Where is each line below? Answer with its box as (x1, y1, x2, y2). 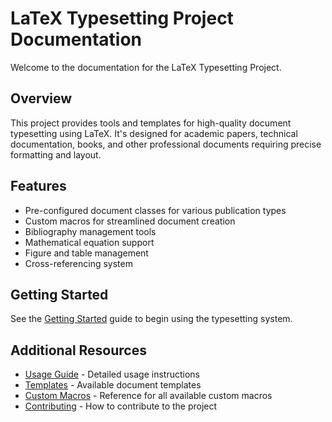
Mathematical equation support (24, 236, 155, 248)
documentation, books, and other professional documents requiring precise (10, 138, 322, 150)
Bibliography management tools (24, 225, 157, 237)
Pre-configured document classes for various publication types (24, 204, 287, 216)
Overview (10, 90, 73, 107)
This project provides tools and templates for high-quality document (10, 117, 292, 129)
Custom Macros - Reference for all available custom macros (24, 390, 273, 402)
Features (10, 178, 67, 195)
